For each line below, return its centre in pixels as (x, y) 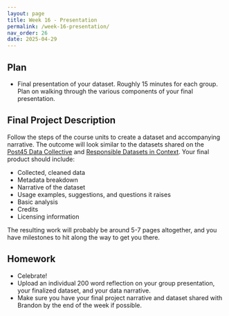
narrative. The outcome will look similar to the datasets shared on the (106, 144)
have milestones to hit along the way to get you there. (84, 237)
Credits (28, 209)
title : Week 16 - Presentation (52, 20)
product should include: (41, 159)
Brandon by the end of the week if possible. (79, 305)
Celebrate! (32, 276)
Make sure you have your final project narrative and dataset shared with (120, 297)
